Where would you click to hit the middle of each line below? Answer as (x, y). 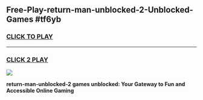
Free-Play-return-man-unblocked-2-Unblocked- (100, 10)
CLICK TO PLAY (30, 37)
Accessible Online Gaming (40, 90)
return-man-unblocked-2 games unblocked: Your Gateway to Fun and (96, 84)
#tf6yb (48, 20)
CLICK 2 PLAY (27, 59)
